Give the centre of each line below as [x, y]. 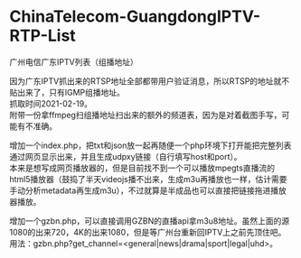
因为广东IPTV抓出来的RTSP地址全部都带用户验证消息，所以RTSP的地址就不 [150, 81]
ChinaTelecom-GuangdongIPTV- [135, 17]
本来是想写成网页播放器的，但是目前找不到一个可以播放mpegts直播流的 [142, 168]
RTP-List [43, 36]
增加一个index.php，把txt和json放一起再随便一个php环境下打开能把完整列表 [150, 145]
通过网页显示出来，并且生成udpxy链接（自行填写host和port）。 [126, 156]
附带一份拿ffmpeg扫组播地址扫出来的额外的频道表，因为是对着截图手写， [146, 115]
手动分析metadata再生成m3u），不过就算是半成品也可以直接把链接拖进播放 [148, 190]
